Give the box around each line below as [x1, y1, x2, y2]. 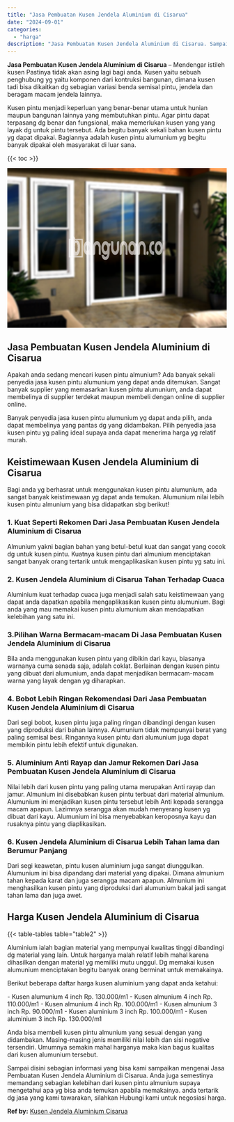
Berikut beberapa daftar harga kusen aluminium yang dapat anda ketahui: [7, 979, 218, 987]
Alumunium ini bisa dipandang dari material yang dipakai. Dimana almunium [7, 869, 224, 878]
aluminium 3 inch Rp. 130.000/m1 [7, 1014, 102, 1023]
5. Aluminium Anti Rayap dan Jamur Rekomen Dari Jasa [7, 758, 199, 768]
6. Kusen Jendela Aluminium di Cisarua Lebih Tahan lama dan [7, 836, 220, 846]
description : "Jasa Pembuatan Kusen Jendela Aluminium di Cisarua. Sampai [7, 40, 229, 48]
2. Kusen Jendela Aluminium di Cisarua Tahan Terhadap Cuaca [7, 575, 225, 584]
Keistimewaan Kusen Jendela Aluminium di [7, 456, 199, 468]
